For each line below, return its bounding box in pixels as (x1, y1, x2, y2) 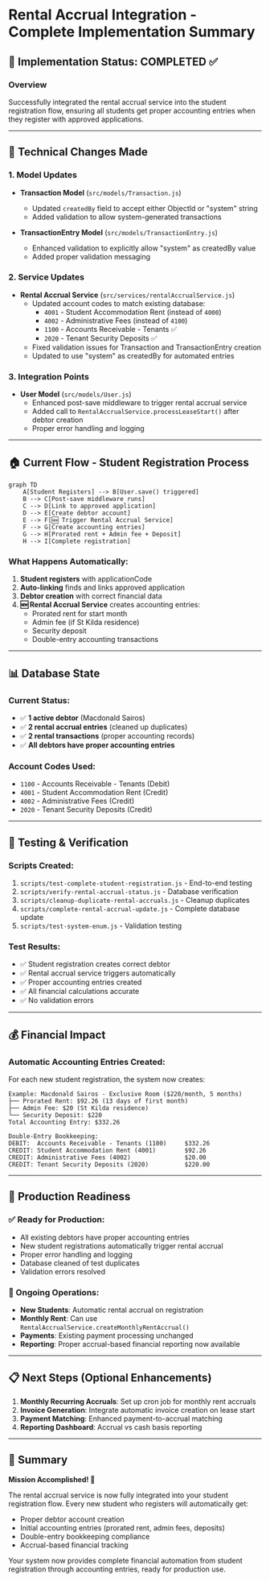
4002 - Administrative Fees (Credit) (19, 796, 135, 806)
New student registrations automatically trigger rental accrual (19, 1240, 223, 1250)
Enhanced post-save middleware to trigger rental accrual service (31, 398, 247, 408)
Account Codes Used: (8, 760, 96, 772)
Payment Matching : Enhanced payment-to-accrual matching (19, 1414, 223, 1423)
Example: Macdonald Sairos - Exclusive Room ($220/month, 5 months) (8, 1090, 243, 1098)
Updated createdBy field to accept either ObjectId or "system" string (31, 203, 259, 213)
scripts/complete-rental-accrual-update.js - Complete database (19, 904, 240, 913)
